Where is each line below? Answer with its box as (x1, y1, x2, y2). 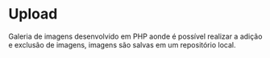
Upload (8, 5, 58, 23)
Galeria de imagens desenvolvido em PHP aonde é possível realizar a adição (8, 31, 263, 41)
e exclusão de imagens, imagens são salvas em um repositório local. (8, 39, 236, 49)
